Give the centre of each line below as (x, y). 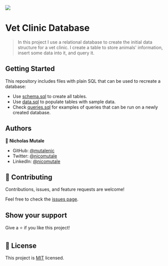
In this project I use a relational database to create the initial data (85, 42)
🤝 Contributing (29, 177)
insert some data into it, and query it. (56, 53)
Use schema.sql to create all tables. (50, 96)
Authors (18, 129)
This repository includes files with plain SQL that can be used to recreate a (83, 81)
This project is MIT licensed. (35, 258)
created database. (32, 112)
